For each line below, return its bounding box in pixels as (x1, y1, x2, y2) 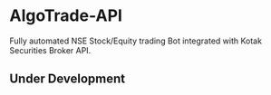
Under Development (9, 71, 125, 87)
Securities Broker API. (9, 44, 92, 55)
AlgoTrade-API (9, 5, 122, 26)
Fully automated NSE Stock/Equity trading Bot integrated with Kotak (9, 35, 263, 46)
